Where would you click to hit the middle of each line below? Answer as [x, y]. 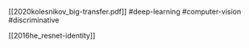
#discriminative [34, 20]
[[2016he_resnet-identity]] [52, 36]
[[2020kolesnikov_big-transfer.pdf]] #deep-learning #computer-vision [125, 12]
